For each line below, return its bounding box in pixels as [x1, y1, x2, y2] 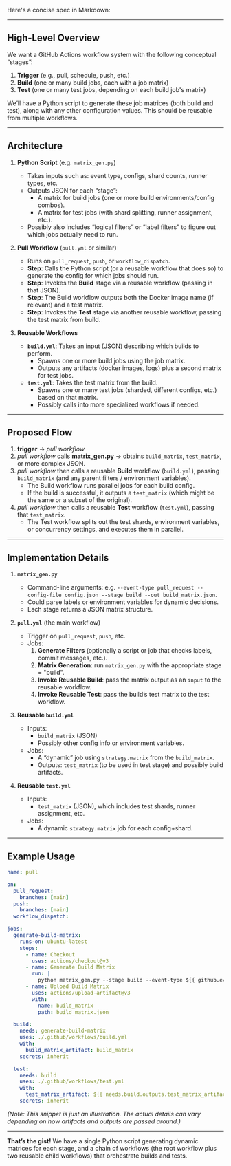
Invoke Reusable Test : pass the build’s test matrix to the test [37, 691, 210, 699]
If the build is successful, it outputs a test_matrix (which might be [27, 488, 215, 497]
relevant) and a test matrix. [27, 301, 104, 309]
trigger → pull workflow [16, 445, 85, 453]
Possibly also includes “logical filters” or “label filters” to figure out [27, 223, 217, 231]
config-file [27, 592, 62, 599]
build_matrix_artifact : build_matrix [25, 1046, 134, 1053]
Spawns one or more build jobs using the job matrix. [37, 356, 186, 365]
